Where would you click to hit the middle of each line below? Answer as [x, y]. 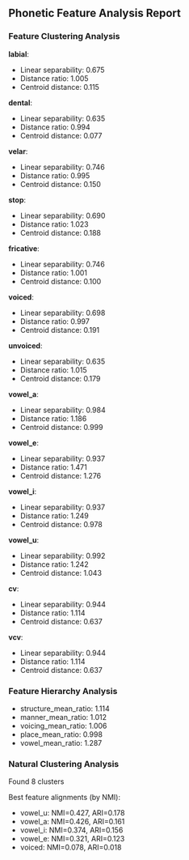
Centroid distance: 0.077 [61, 135]
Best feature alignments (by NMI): [65, 798]
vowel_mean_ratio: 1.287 [61, 743]
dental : [21, 102]
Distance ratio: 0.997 [55, 321]
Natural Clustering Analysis [64, 764]
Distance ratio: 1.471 [53, 467]
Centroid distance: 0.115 [59, 87]
